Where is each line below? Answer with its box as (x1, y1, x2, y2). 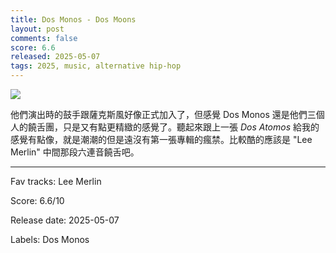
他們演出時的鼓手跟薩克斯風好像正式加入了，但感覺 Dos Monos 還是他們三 (10, 109, 317, 120)
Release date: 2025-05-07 (10, 214, 120, 226)
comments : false (10, 33, 78, 43)
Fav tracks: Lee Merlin (10, 176, 102, 187)
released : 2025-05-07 (10, 52, 101, 62)
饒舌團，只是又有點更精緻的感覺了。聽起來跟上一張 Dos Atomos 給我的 (27, 121, 320, 133)
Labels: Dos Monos (10, 234, 90, 245)
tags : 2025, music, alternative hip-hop (10, 61, 182, 71)
